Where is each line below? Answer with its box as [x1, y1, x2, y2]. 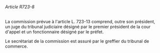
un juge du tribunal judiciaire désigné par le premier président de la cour [5, 24, 151, 30]
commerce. [5, 43, 28, 49]
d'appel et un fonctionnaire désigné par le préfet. [5, 29, 104, 35]
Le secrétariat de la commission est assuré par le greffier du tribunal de [5, 39, 149, 44]
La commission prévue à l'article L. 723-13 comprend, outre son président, [5, 19, 156, 25]
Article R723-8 [5, 4, 35, 10]
